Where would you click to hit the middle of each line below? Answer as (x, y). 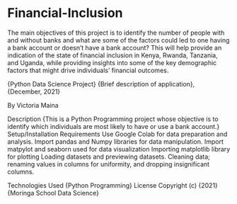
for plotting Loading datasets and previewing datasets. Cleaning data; (109, 157)
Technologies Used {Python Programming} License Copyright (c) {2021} (112, 185)
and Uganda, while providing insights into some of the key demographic (112, 62)
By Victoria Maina (33, 105)
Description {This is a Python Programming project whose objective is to (113, 119)
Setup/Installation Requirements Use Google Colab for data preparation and (117, 134)
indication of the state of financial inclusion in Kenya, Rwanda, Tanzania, (112, 55)
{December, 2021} (34, 91)
